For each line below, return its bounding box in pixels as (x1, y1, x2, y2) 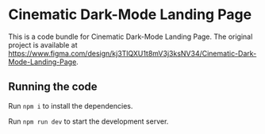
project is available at (8, 40, 78, 49)
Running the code (8, 80, 98, 94)
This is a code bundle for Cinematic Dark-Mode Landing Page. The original (8, 32, 253, 41)
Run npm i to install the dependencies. (8, 101, 133, 110)
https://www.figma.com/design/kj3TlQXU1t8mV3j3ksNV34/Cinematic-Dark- (8, 48, 257, 58)
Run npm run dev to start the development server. (8, 117, 169, 126)
